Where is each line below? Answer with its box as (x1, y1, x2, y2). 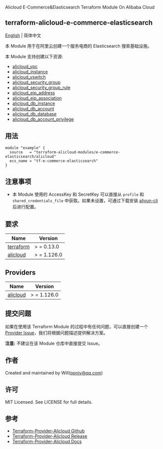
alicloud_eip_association (12, 95, 62, 101)
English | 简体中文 (5, 32, 41, 38)
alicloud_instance (12, 69, 48, 75)
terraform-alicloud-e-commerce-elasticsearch (5, 18, 153, 27)
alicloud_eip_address (12, 89, 55, 96)
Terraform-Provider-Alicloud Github (12, 428, 85, 434)
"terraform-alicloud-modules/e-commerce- (34, 150, 121, 154)
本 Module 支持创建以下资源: (5, 53, 63, 59)
